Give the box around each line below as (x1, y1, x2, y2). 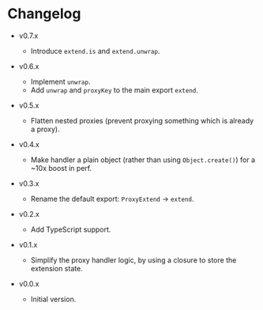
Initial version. (30, 294, 77, 304)
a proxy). (30, 124, 60, 134)
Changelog (7, 5, 81, 23)
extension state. (30, 263, 84, 273)
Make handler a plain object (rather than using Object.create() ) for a (30, 155, 256, 164)
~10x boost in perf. (30, 163, 92, 172)
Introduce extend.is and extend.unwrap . (30, 46, 160, 55)
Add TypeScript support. (30, 225, 111, 234)
